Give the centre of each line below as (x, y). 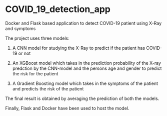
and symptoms (20, 28)
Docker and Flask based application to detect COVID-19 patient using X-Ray (83, 23)
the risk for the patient (35, 73)
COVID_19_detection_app (58, 9)
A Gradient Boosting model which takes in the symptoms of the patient (85, 83)
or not (24, 53)
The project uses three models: (37, 38)
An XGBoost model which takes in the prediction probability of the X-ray (87, 63)
